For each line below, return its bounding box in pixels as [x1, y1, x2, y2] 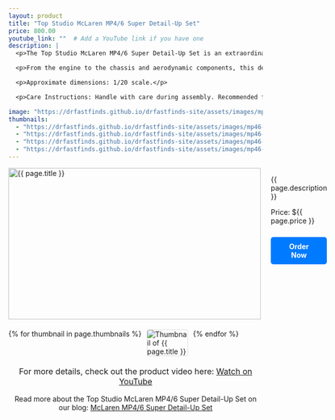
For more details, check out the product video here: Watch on [19, 365, 253, 376]
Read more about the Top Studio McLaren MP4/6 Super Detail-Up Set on [15, 393, 257, 404]
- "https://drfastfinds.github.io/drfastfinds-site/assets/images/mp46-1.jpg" [15, 123, 287, 131]
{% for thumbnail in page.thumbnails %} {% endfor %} [8, 329, 240, 338]
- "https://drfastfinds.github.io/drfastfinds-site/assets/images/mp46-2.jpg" [15, 130, 287, 138]
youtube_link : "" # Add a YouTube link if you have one [8, 34, 204, 43]
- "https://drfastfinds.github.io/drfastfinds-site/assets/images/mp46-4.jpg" [15, 145, 287, 153]
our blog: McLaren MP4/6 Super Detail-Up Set [58, 402, 213, 412]
